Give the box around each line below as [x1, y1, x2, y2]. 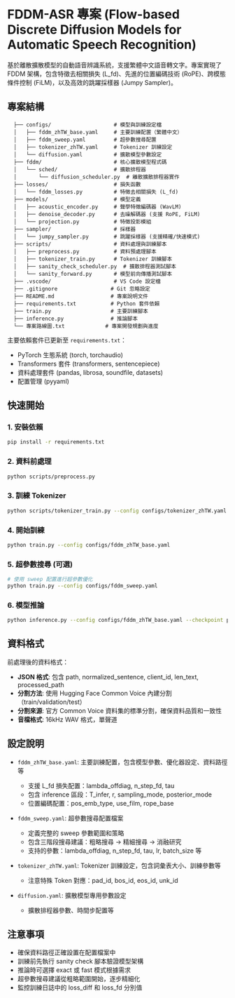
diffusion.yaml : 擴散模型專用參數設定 [17, 891, 127, 899]
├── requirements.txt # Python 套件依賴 [13, 300, 160, 307]
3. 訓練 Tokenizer [7, 491, 66, 500]
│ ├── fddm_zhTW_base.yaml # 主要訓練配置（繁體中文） [13, 128, 183, 135]
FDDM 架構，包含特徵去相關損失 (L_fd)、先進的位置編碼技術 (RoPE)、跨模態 [7, 69, 226, 78]
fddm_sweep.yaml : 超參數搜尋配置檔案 [17, 813, 124, 822]
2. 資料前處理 [7, 457, 52, 467]
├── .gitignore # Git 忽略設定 [13, 285, 150, 292]
